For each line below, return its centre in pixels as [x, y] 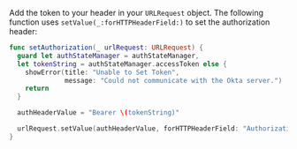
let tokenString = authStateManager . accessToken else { [122, 64]
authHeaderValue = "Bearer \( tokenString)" [98, 113]
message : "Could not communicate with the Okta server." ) [174, 80]
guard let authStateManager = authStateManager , [108, 56]
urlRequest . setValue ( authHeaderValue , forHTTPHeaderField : [128, 129]
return [37, 89]
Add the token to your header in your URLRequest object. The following [136, 13]
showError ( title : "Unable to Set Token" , [102, 72]
